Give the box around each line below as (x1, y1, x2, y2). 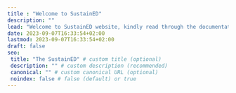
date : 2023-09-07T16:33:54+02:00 (7, 29, 105, 37)
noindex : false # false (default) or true (10, 75, 137, 83)
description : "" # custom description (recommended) (10, 62, 169, 69)
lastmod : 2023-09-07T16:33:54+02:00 (7, 36, 114, 43)
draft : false (7, 43, 46, 50)
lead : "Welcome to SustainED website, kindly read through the (7, 23, 197, 30)
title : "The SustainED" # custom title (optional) (10, 56, 162, 63)
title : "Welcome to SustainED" (7, 10, 102, 17)
